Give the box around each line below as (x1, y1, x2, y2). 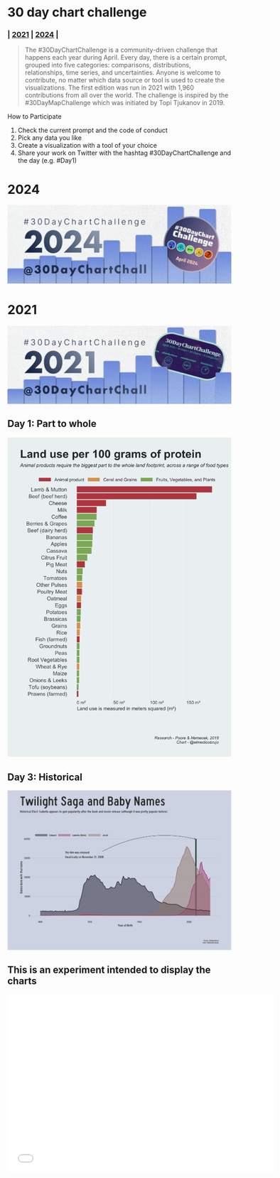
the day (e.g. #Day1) (17, 156, 77, 165)
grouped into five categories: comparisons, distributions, (24, 61, 192, 70)
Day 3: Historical (7, 771, 83, 783)
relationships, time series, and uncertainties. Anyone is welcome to (24, 68, 221, 77)
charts (7, 975, 37, 988)
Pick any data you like (17, 134, 82, 142)
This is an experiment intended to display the (7, 964, 211, 976)
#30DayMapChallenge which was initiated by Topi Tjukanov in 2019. (24, 99, 225, 107)
